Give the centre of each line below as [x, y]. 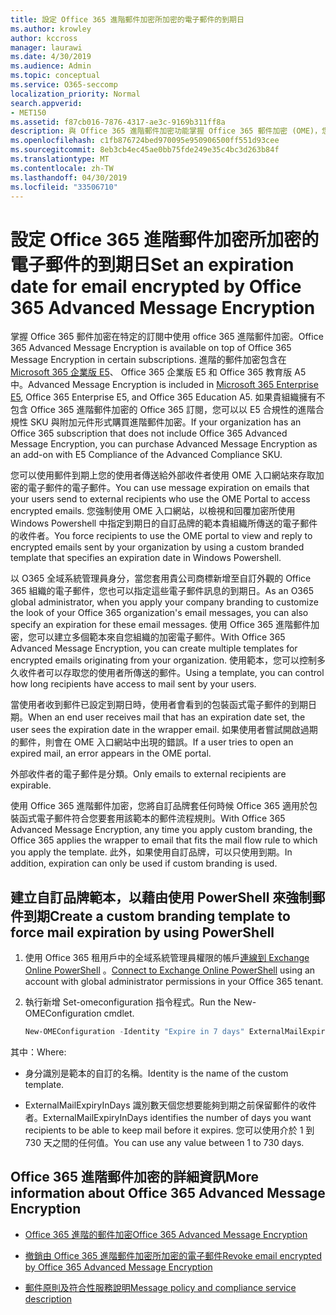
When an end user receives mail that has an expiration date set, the [167, 717]
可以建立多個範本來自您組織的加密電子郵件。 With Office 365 [161, 637]
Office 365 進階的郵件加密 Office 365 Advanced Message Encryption [166, 1234]
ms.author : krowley [51, 29]
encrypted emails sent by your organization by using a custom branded [157, 547]
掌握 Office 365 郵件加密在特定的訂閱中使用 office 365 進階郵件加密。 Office [167, 337]
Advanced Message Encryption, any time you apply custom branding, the [161, 830]
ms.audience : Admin [51, 66]
